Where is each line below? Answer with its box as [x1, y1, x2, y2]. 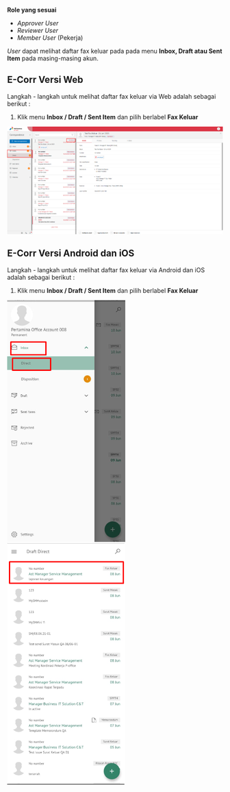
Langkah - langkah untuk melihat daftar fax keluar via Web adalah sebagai [7, 92, 216, 100]
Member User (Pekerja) [16, 34, 84, 42]
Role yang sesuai [7, 6, 57, 14]
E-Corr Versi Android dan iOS [7, 248, 135, 259]
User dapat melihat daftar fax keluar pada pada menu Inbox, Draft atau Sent [7, 47, 222, 55]
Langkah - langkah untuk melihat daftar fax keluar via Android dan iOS [7, 265, 205, 274]
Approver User [16, 19, 59, 27]
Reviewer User [16, 27, 59, 34]
